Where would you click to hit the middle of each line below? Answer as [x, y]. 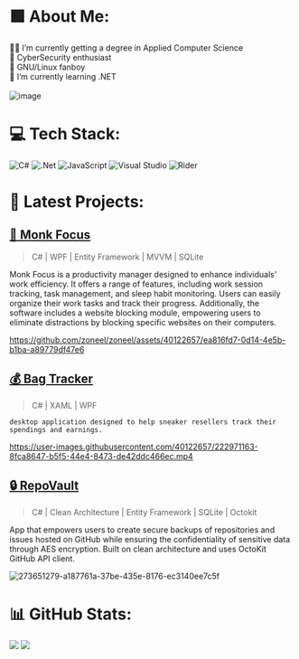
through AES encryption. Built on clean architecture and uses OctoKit [138, 549]
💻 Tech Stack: [65, 134]
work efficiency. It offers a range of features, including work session [136, 284]
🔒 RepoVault [44, 486]
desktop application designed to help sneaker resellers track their [143, 422]
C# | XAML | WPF [64, 405]
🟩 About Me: [60, 17]
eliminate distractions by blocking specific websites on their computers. [143, 322]
